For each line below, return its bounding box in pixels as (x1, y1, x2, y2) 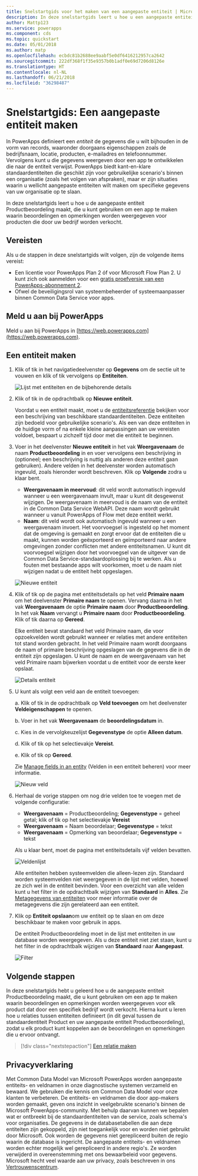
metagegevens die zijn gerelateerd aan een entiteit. (14, 901, 140, 908)
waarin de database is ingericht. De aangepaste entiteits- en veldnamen (6, 1138, 181, 1145)
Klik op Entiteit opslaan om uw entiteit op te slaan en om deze (14, 912, 164, 920)
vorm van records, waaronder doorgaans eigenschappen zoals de (6, 144, 167, 151)
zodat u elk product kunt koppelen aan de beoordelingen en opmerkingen (6, 1025, 185, 1032)
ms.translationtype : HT (6, 63, 65, 70)
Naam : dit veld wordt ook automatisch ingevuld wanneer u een (23, 518, 176, 525)
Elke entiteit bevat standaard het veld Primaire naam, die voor (14, 628, 164, 635)
